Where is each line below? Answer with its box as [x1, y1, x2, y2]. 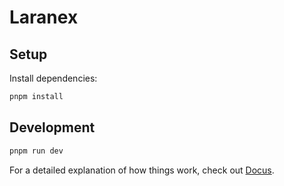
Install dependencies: [9, 72, 98, 84]
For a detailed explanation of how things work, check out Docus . [9, 164, 275, 176]
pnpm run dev [9, 146, 64, 156]
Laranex [9, 6, 79, 29]
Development [9, 119, 96, 136]
